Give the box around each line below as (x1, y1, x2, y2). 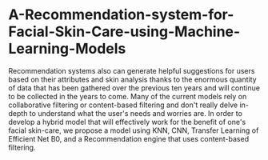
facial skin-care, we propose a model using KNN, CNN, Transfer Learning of (8, 126, 259, 135)
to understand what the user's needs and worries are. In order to (29, 108, 242, 118)
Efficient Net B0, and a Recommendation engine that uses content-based (8, 134, 250, 143)
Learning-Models (8, 40, 126, 58)
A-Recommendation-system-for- (8, 6, 234, 24)
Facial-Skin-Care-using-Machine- (8, 22, 241, 41)
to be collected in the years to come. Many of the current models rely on (8, 91, 247, 101)
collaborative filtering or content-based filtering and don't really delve (8, 100, 238, 110)
